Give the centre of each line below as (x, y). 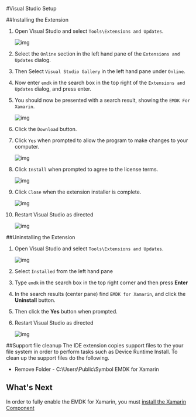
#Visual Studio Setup (31, 8)
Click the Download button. (46, 129)
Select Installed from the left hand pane (63, 271)
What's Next (29, 387)
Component (20, 408)
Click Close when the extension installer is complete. (78, 192)
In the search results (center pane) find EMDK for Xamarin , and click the (100, 294)
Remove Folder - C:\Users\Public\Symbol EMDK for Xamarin (87, 369)
